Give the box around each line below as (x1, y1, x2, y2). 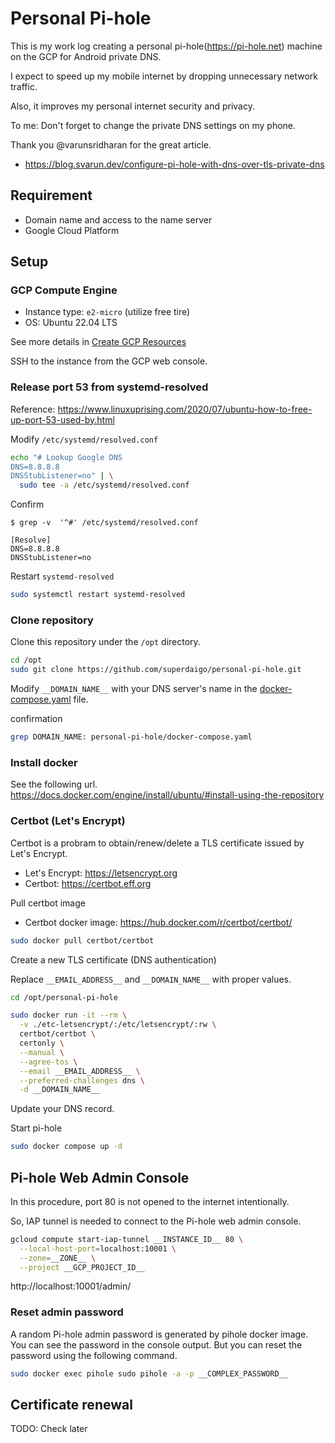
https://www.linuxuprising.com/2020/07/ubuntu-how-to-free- (57, 403, 313, 415)
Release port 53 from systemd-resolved (10, 380, 209, 394)
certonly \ (19, 1038, 65, 1048)
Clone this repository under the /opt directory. (10, 636, 201, 648)
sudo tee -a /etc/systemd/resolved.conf (19, 480, 190, 491)
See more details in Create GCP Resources (10, 336, 187, 348)
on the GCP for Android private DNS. (10, 50, 162, 62)
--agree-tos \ (19, 1057, 78, 1067)
